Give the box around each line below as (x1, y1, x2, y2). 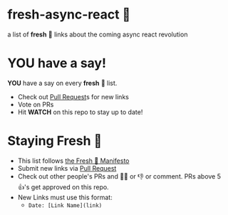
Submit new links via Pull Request (17, 164, 117, 172)
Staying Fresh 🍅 (7, 133, 103, 149)
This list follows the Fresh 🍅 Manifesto (17, 156, 130, 165)
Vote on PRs (17, 100, 54, 109)
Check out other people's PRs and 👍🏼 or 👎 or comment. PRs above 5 (17, 171, 222, 181)
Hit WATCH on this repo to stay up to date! (17, 107, 143, 116)
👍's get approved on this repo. (17, 182, 109, 191)
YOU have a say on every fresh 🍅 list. (7, 79, 118, 87)
